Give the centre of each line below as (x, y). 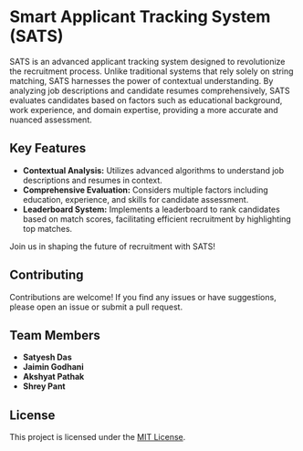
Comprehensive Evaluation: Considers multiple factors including (146, 190)
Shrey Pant (44, 386)
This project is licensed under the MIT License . (98, 437)
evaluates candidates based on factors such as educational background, (146, 100)
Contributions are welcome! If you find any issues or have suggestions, (143, 297)
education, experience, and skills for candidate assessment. (136, 199)
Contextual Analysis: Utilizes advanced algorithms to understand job (153, 170)
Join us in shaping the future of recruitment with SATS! (113, 246)
